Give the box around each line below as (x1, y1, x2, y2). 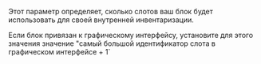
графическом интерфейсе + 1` (8, 47, 111, 56)
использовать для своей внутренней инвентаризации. (8, 15, 194, 24)
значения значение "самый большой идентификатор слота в (8, 39, 216, 48)
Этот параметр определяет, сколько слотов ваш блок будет (8, 7, 213, 16)
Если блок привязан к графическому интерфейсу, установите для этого (8, 31, 254, 40)
